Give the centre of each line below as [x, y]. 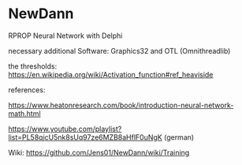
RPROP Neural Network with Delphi [65, 36]
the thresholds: [33, 66]
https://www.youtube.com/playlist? [65, 129]
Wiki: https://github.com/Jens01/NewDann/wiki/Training [99, 152]
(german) [179, 137]
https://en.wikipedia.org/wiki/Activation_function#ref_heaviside [111, 74]
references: [27, 90]
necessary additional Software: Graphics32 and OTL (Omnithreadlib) [119, 51]
